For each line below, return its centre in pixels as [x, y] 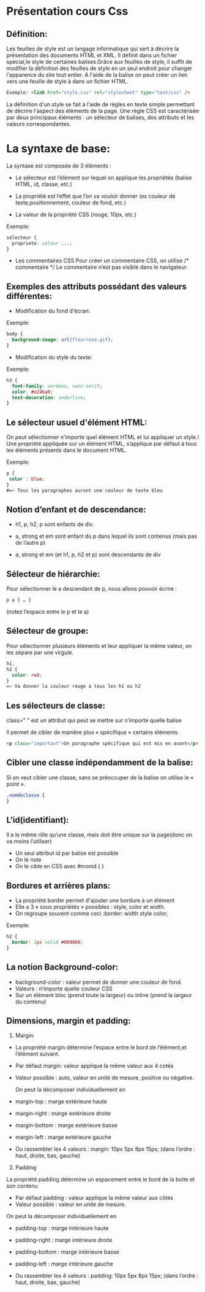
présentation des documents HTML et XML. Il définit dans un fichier [92, 55]
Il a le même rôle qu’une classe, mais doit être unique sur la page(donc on [99, 835]
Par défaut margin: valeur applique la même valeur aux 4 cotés [94, 1066]
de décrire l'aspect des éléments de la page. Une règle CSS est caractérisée [103, 111]
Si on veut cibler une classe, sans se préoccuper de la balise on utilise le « [100, 777]
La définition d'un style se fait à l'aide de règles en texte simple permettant [100, 104]
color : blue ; [27, 479]
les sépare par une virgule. [40, 652]
